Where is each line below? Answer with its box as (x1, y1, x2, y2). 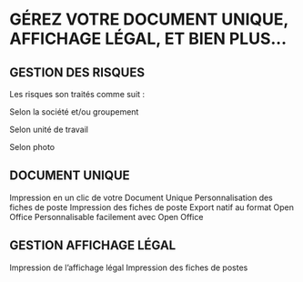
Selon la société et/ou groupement (9, 106, 139, 117)
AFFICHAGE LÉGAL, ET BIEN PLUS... (9, 28, 288, 49)
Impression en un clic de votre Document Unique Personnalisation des (9, 192, 273, 203)
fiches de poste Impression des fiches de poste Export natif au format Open (9, 201, 294, 213)
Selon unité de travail (9, 124, 89, 135)
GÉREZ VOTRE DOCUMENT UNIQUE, (9, 9, 289, 30)
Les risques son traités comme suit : (9, 89, 146, 99)
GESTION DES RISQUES (9, 65, 146, 80)
